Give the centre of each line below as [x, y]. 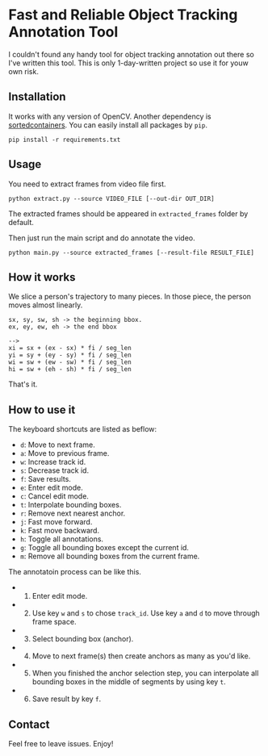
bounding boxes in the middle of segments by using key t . [129, 682]
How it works [42, 277]
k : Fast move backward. [59, 531]
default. [21, 222]
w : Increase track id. [53, 462]
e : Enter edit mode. [51, 488]
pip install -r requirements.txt [65, 140]
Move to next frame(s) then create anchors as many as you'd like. [141, 656]
